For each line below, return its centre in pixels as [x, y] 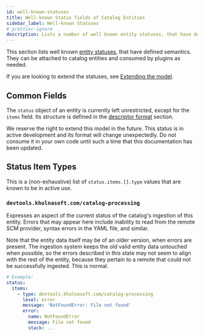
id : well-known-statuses [38, 12]
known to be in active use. [39, 188]
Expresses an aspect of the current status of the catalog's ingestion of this [100, 216]
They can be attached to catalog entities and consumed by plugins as [93, 58]
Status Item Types [42, 167]
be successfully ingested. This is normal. [57, 266]
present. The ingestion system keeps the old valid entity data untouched [97, 247]
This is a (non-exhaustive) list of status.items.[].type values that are [93, 181]
